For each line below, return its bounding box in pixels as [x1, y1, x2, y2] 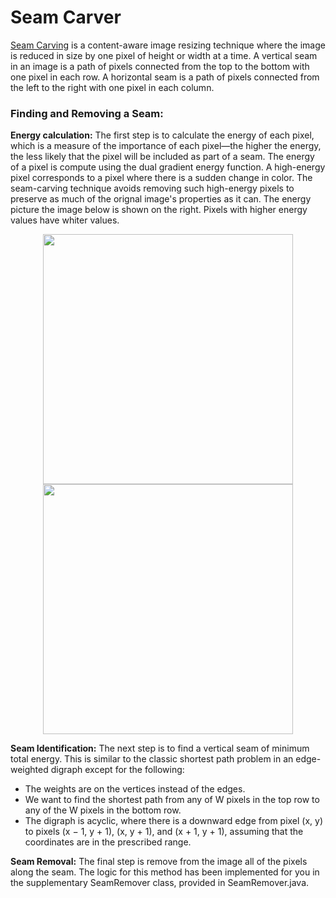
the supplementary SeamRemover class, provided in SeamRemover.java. [10, 877, 310, 889]
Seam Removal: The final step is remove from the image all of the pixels [10, 856, 308, 868]
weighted [10, 764, 49, 776]
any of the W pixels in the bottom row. [24, 804, 182, 816]
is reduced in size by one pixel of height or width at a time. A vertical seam [10, 49, 318, 61]
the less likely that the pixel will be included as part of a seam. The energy [10, 151, 315, 163]
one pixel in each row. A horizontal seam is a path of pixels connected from [10, 71, 320, 83]
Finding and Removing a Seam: [10, 106, 164, 120]
